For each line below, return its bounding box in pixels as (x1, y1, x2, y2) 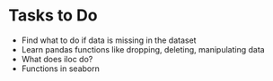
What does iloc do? (21, 53, 93, 64)
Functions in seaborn (21, 63, 100, 74)
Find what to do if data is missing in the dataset (21, 35, 197, 45)
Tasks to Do (8, 5, 98, 26)
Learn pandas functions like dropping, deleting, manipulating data (21, 44, 266, 54)
